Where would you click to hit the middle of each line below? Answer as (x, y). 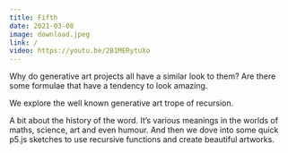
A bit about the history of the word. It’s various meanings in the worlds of (144, 121)
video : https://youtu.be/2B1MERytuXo (80, 51)
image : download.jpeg (50, 34)
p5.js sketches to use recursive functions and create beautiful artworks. (142, 140)
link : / (24, 42)
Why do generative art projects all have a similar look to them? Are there (143, 76)
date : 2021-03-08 (42, 26)
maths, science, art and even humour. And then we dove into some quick (144, 130)
